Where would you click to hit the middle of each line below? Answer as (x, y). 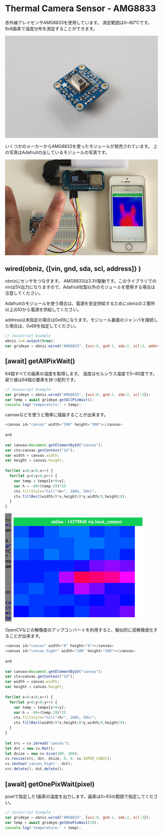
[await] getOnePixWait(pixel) (50, 784)
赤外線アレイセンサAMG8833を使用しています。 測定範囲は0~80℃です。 (79, 22)
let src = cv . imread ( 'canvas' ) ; (38, 743)
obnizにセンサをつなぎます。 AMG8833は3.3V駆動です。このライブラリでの (81, 281)
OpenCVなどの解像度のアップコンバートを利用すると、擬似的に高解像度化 (79, 630)
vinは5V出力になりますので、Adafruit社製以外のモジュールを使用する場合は (80, 287)
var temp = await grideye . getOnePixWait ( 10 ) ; (52, 822)
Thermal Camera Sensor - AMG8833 (81, 9)
